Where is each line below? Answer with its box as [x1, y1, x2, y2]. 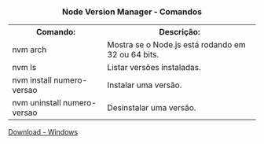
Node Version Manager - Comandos [61, 6, 203, 17]
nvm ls [12, 62, 37, 73]
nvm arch [12, 44, 47, 55]
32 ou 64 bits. [107, 50, 159, 61]
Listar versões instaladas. [107, 62, 202, 73]
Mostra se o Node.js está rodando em [107, 39, 246, 50]
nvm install [12, 75, 53, 86]
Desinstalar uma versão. [107, 102, 196, 113]
